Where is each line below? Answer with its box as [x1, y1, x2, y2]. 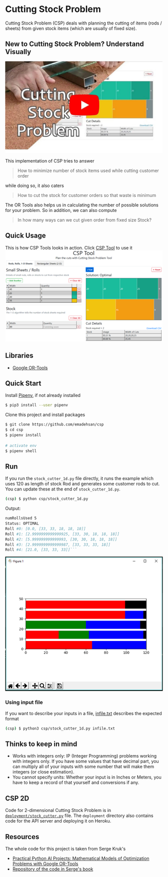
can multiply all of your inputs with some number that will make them [12, 763, 154, 769]
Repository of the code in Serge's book [12, 866, 93, 872]
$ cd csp [5, 427, 23, 432]
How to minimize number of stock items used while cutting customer [17, 167, 159, 173]
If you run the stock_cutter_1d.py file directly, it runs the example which [5, 475, 154, 481]
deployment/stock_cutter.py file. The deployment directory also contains [5, 812, 153, 818]
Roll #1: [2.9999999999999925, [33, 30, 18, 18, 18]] [5, 531, 120, 536]
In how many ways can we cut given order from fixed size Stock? [17, 217, 151, 223]
